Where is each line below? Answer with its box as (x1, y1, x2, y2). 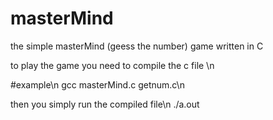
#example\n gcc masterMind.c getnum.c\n (10, 78, 185, 91)
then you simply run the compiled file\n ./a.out (10, 98, 200, 110)
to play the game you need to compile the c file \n (10, 59, 215, 71)
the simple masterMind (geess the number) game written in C (10, 40, 264, 52)
